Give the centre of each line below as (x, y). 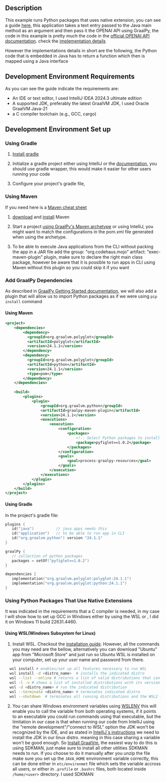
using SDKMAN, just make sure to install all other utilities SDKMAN (80, 748)
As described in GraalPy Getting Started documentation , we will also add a (81, 291)
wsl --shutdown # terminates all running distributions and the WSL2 (84, 696)
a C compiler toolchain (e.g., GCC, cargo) (54, 114)
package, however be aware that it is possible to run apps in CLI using (84, 262)
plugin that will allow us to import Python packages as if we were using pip (81, 296)
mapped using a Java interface (37, 61)
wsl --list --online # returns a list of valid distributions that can (85, 678)
